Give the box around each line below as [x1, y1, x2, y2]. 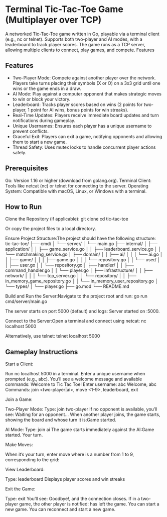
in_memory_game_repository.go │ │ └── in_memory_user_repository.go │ [5, 278, 158, 284]
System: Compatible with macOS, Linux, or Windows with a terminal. [5, 188, 147, 194]
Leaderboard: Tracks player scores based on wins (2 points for [12, 101, 143, 108]
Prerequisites [5, 164, 48, 173]
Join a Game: [5, 396, 33, 402]
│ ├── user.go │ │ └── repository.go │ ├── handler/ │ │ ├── [5, 262, 134, 268]
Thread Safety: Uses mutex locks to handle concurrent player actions [12, 144, 156, 150]
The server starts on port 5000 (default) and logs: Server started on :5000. [5, 308, 160, 315]
